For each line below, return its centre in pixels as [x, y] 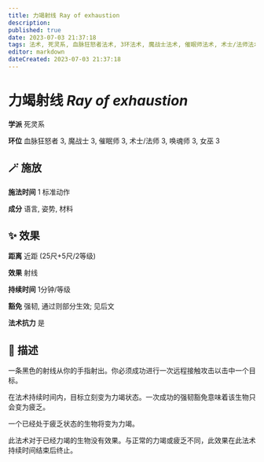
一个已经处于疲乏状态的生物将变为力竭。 [73, 424]
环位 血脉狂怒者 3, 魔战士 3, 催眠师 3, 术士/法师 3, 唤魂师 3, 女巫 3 [114, 140]
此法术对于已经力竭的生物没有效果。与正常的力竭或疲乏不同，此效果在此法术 [132, 441]
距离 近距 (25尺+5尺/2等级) [52, 256]
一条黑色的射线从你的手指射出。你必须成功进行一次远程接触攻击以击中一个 [128, 371]
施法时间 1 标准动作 [39, 192]
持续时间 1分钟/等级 [39, 290]
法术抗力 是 [26, 323]
